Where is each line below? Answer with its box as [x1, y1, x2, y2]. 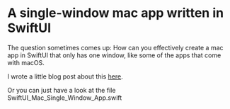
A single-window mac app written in [7, 5, 224, 21]
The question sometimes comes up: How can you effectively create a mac [7, 43, 224, 52]
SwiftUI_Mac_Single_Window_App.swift [7, 93, 122, 102]
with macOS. [7, 58, 45, 67]
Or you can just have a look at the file [7, 86, 116, 94]
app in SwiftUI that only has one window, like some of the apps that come [7, 51, 222, 59]
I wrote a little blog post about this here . [7, 72, 124, 81]
